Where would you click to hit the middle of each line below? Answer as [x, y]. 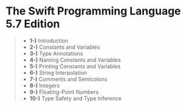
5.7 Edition [33, 24]
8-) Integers [44, 85]
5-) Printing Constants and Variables [75, 66]
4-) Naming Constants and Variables [75, 60]
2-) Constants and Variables [65, 47]
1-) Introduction [49, 40]
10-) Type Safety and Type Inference [75, 98]
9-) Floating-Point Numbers [64, 92]
